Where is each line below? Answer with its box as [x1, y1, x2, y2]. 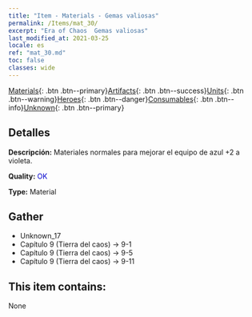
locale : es [8, 42, 45, 50]
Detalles [8, 126, 50, 140]
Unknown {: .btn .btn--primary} [23, 102, 125, 112]
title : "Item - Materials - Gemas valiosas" [8, 11, 159, 20]
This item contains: [8, 279, 106, 293]
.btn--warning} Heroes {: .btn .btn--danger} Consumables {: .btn [8, 94, 214, 104]
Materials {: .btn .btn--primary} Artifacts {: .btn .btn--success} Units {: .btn [8, 86, 244, 95]
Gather [8, 210, 44, 223]
